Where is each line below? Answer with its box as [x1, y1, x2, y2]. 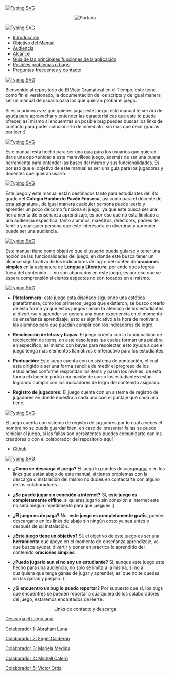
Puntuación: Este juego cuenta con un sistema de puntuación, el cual [12, 358, 158, 364]
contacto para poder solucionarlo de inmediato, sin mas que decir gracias [5, 124, 160, 129]
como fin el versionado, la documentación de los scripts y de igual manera [5, 92, 161, 98]
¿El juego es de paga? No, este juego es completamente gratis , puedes [12, 512, 165, 518]
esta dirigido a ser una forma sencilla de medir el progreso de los [12, 363, 149, 369]
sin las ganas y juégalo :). [12, 576, 66, 581]
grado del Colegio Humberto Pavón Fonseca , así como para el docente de [5, 196, 162, 201]
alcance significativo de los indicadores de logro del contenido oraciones [5, 259, 159, 264]
